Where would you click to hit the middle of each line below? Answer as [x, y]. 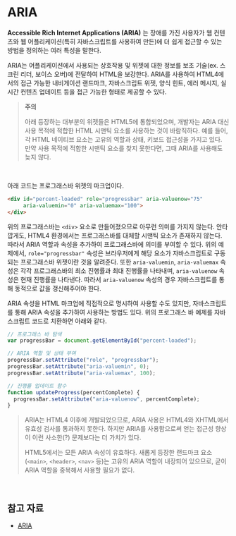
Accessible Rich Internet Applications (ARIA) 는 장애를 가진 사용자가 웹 [110, 32]
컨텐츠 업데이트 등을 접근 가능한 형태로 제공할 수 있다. [93, 92]
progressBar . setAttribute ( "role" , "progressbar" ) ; [83, 360]
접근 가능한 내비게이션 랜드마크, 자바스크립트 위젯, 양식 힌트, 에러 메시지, [120, 83]
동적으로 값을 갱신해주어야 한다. [58, 288]
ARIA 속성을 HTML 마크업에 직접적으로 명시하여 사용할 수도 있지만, [99, 303]
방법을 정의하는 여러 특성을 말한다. [54, 50]
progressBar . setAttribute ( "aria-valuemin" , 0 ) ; [79, 367]
